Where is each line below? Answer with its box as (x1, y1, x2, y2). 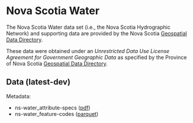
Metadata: (6, 92, 31, 99)
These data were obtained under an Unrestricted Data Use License (6, 47, 170, 54)
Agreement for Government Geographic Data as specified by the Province (6, 54, 187, 61)
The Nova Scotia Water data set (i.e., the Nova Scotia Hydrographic (6, 24, 171, 31)
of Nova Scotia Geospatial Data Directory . (6, 60, 108, 67)
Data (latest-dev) (6, 77, 71, 87)
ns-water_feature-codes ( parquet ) (14, 110, 99, 117)
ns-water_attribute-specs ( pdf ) (14, 104, 91, 111)
